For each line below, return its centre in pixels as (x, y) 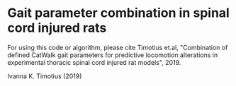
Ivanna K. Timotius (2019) (45, 76)
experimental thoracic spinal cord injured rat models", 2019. (94, 62)
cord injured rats (57, 28)
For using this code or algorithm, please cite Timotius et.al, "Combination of (118, 47)
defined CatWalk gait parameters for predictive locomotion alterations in (113, 55)
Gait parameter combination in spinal (119, 13)
